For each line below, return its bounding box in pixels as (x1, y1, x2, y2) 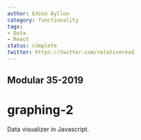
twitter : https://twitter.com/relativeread (7, 49, 135, 56)
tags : (7, 23, 23, 30)
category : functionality (7, 17, 79, 24)
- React (7, 36, 30, 43)
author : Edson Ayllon (7, 10, 70, 17)
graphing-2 (7, 102, 74, 118)
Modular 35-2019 (7, 74, 84, 87)
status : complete (7, 42, 57, 49)
